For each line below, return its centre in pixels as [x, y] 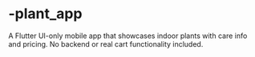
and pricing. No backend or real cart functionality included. [106, 44]
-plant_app [45, 14]
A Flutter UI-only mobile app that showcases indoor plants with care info [128, 36]
